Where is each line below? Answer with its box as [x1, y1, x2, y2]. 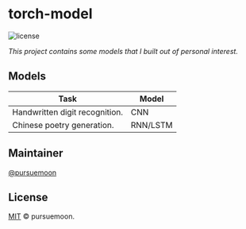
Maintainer [8, 146, 63, 160]
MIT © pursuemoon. [8, 212, 75, 221]
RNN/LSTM [130, 119, 173, 130]
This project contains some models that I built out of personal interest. [8, 46, 238, 56]
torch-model [8, 5, 93, 23]
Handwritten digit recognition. [12, 107, 123, 118]
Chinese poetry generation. [12, 119, 114, 130]
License [8, 190, 48, 204]
